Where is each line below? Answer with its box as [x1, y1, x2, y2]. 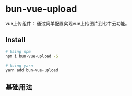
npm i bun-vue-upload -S [5, 54, 58, 59]
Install [5, 36, 26, 44]
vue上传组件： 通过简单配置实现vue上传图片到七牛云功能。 [5, 20, 130, 26]
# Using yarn [5, 63, 33, 68]
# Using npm [5, 49, 31, 54]
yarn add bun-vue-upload [5, 68, 58, 73]
